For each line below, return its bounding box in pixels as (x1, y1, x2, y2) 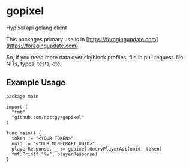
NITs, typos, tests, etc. (6, 60, 62, 67)
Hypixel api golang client (6, 24, 67, 31)
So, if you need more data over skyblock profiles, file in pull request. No (6, 53, 184, 61)
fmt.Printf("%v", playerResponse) (11, 151, 98, 157)
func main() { (6, 130, 42, 136)
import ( (6, 104, 28, 110)
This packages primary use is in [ (6, 35, 89, 43)
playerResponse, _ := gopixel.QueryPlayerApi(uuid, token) (11, 146, 163, 152)
